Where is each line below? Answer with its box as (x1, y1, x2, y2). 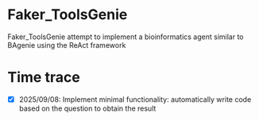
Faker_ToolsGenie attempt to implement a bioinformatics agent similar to (7, 32, 244, 41)
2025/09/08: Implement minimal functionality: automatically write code (18, 94, 252, 104)
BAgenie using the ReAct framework (7, 40, 126, 49)
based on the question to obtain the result (18, 103, 157, 113)
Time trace (7, 68, 80, 87)
